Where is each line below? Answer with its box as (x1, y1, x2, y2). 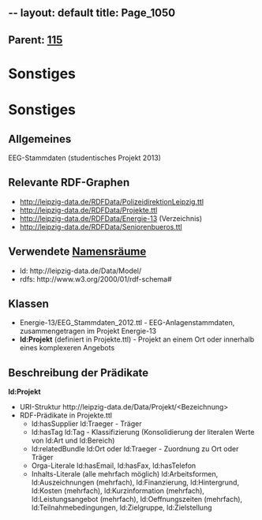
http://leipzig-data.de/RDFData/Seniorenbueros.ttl (19, 222, 183, 231)
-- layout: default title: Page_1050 (8, 6, 176, 20)
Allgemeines (8, 132, 72, 145)
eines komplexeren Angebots (19, 343, 115, 353)
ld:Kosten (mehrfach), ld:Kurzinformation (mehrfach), (31, 486, 205, 496)
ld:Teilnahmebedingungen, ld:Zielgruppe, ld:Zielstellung (31, 503, 212, 512)
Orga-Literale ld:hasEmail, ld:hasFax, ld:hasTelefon (31, 461, 196, 470)
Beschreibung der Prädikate (8, 366, 149, 380)
